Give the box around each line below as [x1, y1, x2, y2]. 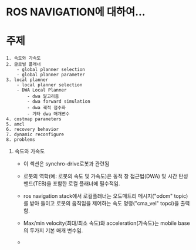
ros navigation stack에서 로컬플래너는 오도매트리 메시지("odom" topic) [23, 192, 188, 200]
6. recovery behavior [6, 127, 59, 133]
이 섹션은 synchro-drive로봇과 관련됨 [23, 160, 110, 167]
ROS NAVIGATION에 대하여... [6, 5, 146, 19]
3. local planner [6, 77, 49, 83]
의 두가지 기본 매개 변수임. [23, 227, 83, 234]
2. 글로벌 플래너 [6, 62, 41, 67]
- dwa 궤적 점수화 [27, 105, 66, 111]
